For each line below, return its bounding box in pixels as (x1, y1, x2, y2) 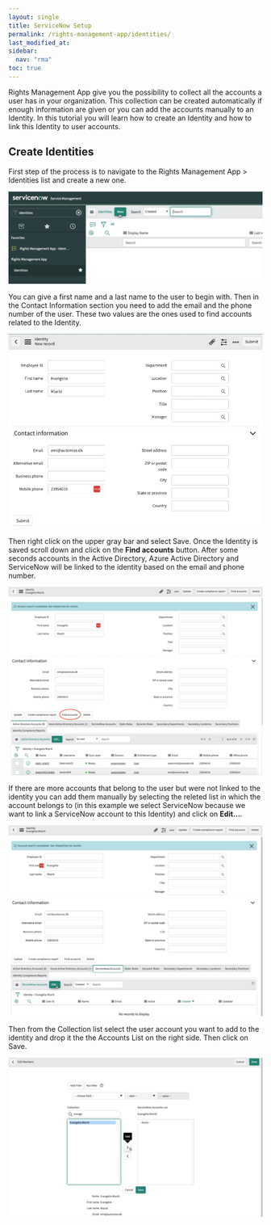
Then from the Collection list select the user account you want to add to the (8, 1025, 260, 1034)
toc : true (8, 65, 42, 73)
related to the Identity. (8, 318, 82, 327)
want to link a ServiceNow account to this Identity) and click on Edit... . (8, 809, 243, 819)
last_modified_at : (8, 39, 70, 47)
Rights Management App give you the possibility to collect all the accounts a (8, 87, 262, 97)
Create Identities (8, 145, 94, 159)
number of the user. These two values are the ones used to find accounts (8, 309, 252, 318)
